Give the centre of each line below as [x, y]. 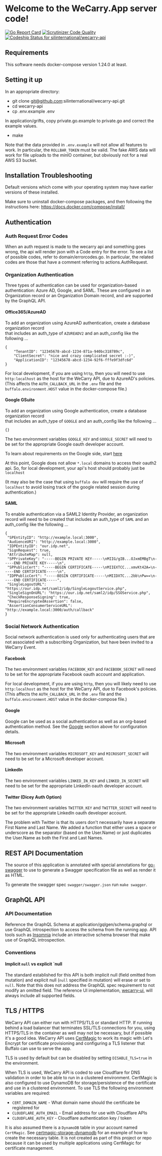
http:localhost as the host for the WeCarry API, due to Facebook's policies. [81, 689]
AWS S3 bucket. [21, 160]
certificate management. [30, 1148]
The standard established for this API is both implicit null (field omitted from [81, 975]
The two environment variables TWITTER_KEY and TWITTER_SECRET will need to [81, 808]
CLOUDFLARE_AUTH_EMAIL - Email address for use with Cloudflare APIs [80, 1113]
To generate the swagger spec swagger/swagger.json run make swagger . [76, 885]
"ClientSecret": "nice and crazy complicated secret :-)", [75, 356]
